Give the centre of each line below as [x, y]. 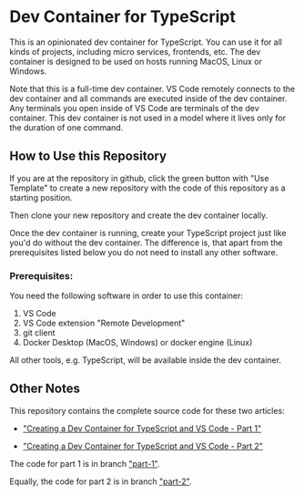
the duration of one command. [66, 127]
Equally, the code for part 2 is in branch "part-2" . [101, 481]
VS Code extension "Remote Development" [104, 323]
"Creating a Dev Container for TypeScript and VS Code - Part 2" [143, 446]
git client [39, 333]
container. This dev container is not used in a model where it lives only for [148, 118]
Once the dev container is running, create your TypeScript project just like [148, 232]
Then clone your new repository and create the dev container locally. [139, 215]
